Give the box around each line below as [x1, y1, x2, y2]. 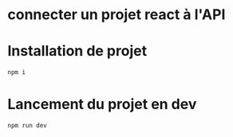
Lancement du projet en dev [7, 96, 197, 113]
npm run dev [7, 121, 47, 129]
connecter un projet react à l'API [7, 6, 226, 24]
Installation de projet [7, 42, 148, 61]
